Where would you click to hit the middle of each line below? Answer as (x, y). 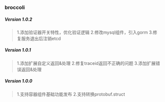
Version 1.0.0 (19, 81)
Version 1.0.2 (19, 19)
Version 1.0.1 (18, 50)
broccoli (15, 7)
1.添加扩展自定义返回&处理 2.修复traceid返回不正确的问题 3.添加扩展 (86, 63)
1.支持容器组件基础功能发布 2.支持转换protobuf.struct (71, 94)
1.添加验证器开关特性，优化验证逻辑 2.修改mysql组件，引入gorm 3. (85, 32)
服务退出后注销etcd (41, 38)
